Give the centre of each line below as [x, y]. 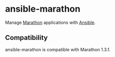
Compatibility [26, 38]
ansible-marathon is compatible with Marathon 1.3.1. [58, 49]
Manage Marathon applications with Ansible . [50, 22]
